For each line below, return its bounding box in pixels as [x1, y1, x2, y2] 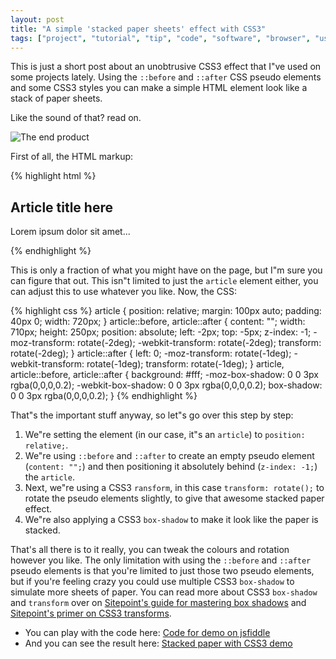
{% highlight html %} [10, 170, 97, 182]
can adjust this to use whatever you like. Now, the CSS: [10, 286, 237, 298]
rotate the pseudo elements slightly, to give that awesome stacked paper [24, 492, 325, 505]
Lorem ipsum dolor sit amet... [10, 226, 131, 238]
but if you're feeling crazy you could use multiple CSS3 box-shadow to [10, 576, 295, 588]
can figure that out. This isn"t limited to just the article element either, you [10, 275, 319, 287]
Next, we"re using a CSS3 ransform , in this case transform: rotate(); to [24, 482, 325, 494]
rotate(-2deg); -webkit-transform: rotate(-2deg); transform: [76, 337, 322, 349]
